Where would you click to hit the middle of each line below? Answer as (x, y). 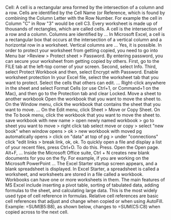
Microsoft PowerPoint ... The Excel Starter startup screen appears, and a (81, 163)
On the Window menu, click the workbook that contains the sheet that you (83, 104)
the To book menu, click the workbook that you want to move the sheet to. (83, 115)
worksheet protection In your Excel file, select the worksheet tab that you (82, 77)
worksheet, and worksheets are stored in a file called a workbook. (74, 174)
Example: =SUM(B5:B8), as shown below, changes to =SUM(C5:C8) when (83, 207)
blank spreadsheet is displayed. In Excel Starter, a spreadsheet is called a (82, 169)
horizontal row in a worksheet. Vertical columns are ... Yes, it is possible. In (83, 45)
